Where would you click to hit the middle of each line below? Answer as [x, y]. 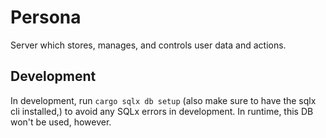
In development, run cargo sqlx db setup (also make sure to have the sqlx [163, 100]
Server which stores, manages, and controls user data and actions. [148, 45]
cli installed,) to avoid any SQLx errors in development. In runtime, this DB [162, 111]
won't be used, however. [61, 122]
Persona [46, 17]
